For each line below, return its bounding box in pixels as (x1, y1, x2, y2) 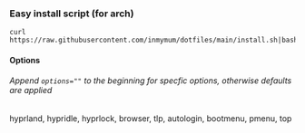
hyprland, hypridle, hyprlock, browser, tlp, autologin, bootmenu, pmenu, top (9, 113, 292, 124)
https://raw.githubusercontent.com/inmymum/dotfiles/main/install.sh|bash (9, 35, 299, 45)
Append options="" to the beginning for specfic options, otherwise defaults (9, 75, 292, 86)
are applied (9, 85, 53, 96)
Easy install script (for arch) (9, 7, 134, 20)
